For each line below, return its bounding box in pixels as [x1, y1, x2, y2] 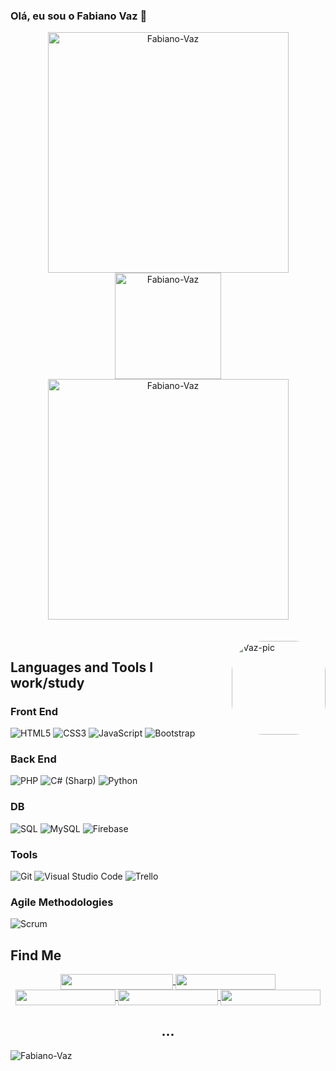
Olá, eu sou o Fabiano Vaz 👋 [10, 9, 148, 23]
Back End [10, 752, 57, 766]
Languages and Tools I [10, 659, 154, 676]
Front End [10, 704, 59, 718]
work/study [10, 674, 85, 691]
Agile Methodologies [10, 895, 114, 909]
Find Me [10, 947, 62, 964]
